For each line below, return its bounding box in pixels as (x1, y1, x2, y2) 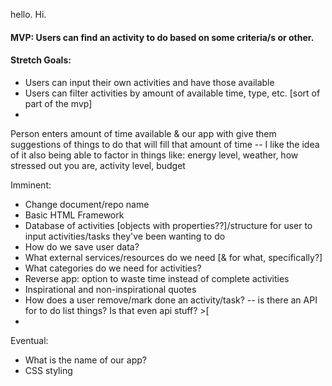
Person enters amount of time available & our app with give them (10, 127, 277, 139)
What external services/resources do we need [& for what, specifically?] (24, 251, 323, 263)
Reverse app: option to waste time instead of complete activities (24, 272, 290, 284)
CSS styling (24, 364, 73, 376)
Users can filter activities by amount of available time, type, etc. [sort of (24, 87, 321, 99)
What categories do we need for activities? (24, 262, 202, 274)
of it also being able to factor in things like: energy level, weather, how (10, 149, 299, 161)
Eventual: (10, 334, 49, 346)
